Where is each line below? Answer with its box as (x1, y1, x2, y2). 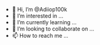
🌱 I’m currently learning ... (12, 19, 77, 26)
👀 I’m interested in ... (12, 12, 64, 19)
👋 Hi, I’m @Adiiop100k (12, 6, 68, 13)
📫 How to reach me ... (12, 32, 68, 39)
